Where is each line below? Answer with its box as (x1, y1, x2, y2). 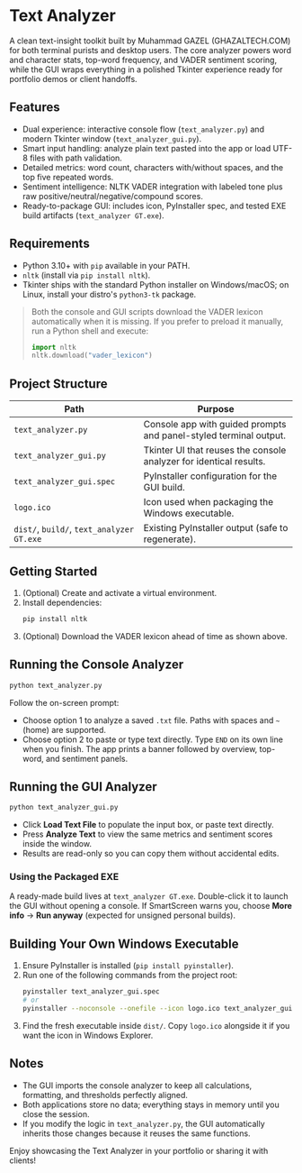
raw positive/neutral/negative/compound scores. (22, 190, 204, 201)
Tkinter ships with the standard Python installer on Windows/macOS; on (22, 279, 289, 289)
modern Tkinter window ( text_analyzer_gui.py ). (22, 133, 202, 144)
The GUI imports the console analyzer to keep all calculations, (22, 1079, 253, 1091)
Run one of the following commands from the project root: (22, 970, 238, 981)
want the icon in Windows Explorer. (22, 1030, 154, 1040)
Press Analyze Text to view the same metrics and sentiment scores (22, 829, 273, 839)
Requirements (9, 236, 90, 252)
